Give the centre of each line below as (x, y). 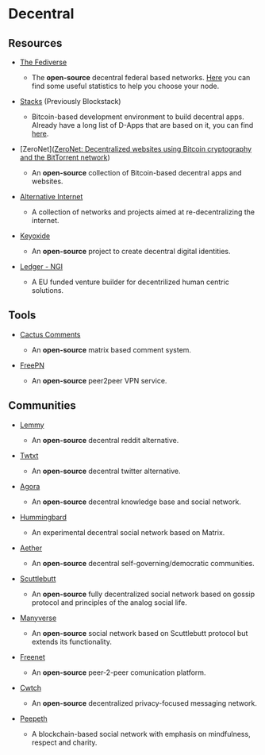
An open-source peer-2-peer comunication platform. (119, 672)
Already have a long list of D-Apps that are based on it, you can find (142, 125)
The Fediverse (43, 62)
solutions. (48, 290)
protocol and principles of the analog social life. (109, 602)
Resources (35, 43)
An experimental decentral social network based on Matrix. (128, 532)
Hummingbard (43, 517)
